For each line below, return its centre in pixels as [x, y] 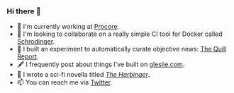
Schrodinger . [35, 42]
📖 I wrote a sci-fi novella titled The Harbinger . [83, 75]
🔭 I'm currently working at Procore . [68, 27]
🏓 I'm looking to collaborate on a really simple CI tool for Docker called [119, 34]
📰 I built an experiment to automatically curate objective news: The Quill [122, 49]
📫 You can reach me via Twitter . [65, 82]
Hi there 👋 [24, 11]
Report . [28, 56]
